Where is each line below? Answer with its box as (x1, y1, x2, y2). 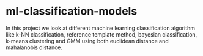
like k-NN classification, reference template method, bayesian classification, (6, 30, 197, 38)
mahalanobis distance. (6, 44, 62, 51)
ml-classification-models (6, 4, 138, 18)
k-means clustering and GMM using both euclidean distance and (6, 37, 169, 44)
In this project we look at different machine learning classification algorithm (6, 24, 195, 32)
